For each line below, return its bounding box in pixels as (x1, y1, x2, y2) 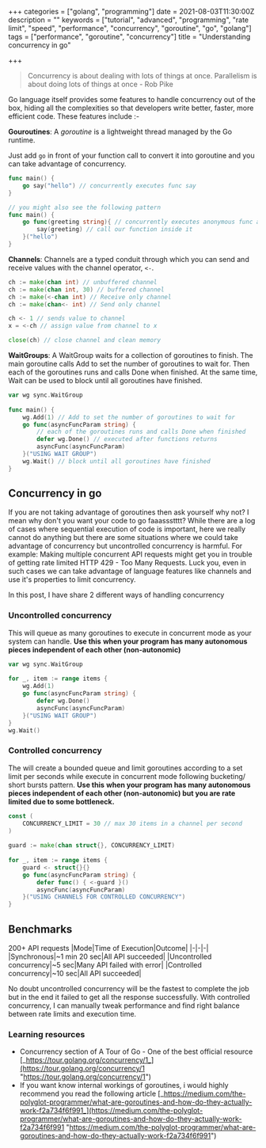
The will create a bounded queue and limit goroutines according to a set (8, 763, 243, 773)
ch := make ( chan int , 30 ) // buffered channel (8, 285, 165, 294)
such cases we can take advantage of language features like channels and (8, 566, 252, 576)
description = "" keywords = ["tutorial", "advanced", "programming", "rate (8, 15, 249, 25)
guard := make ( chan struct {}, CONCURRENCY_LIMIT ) (8, 842, 176, 850)
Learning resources (8, 1028, 85, 1040)
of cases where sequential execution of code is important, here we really (8, 524, 246, 534)
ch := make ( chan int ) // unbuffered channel (8, 278, 158, 286)
